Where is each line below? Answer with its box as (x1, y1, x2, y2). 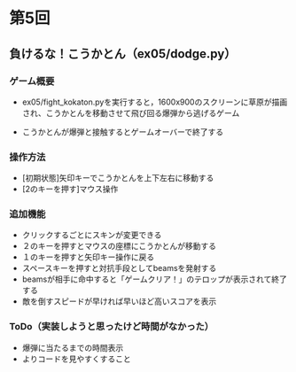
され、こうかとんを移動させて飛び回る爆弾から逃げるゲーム (21, 107, 240, 118)
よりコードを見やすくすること (21, 353, 131, 364)
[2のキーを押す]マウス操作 (21, 183, 119, 195)
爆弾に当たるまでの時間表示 (21, 342, 124, 353)
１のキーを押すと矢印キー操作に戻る (21, 252, 155, 262)
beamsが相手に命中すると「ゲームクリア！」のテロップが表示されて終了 (21, 274, 288, 284)
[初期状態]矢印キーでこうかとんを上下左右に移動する (21, 173, 214, 183)
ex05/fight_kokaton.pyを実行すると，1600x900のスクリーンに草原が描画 (21, 97, 288, 107)
